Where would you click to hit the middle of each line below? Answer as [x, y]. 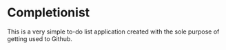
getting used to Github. [40, 38]
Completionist [49, 13]
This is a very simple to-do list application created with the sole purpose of [113, 32]
